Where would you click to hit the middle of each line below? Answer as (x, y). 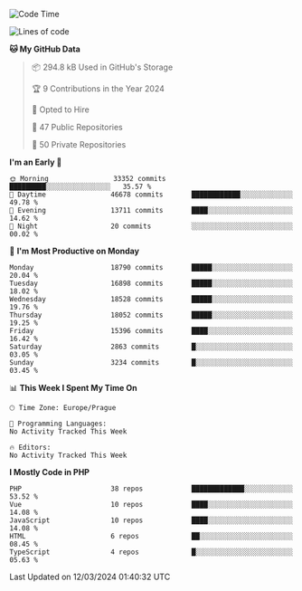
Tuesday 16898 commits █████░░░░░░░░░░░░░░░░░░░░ (151, 283)
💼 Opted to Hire (61, 110)
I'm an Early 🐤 (36, 162)
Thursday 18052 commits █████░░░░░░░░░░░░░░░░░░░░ (151, 315)
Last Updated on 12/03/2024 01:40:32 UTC (90, 577)
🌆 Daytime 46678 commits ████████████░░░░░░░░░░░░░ (151, 195)
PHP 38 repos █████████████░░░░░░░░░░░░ (151, 489)
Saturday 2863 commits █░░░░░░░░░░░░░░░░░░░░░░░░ (151, 347)
